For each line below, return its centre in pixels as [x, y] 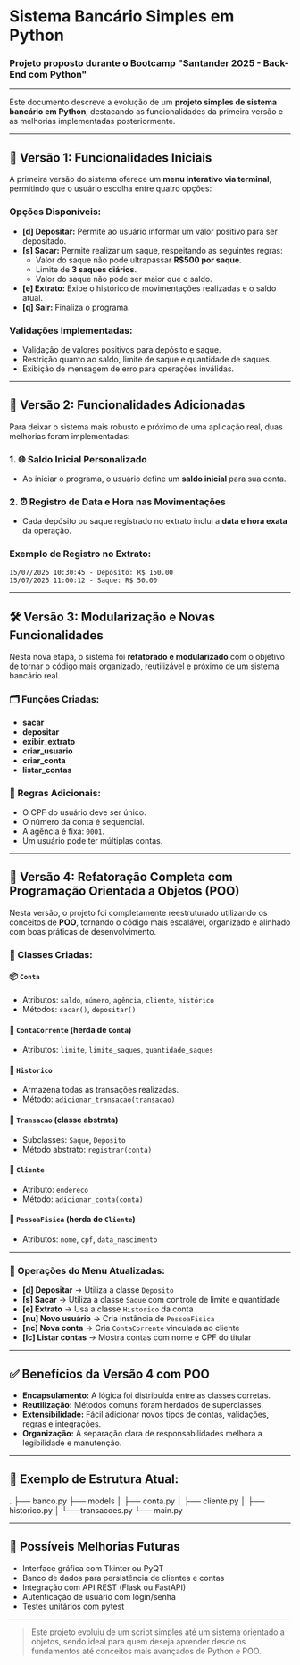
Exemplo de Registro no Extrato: [80, 554]
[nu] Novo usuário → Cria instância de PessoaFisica [118, 1319]
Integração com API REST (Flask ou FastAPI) [104, 1587]
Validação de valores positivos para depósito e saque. [121, 349]
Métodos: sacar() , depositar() [79, 1009]
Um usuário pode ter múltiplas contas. [92, 841]
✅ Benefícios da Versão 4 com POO [109, 1374]
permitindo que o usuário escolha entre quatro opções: [111, 188]
